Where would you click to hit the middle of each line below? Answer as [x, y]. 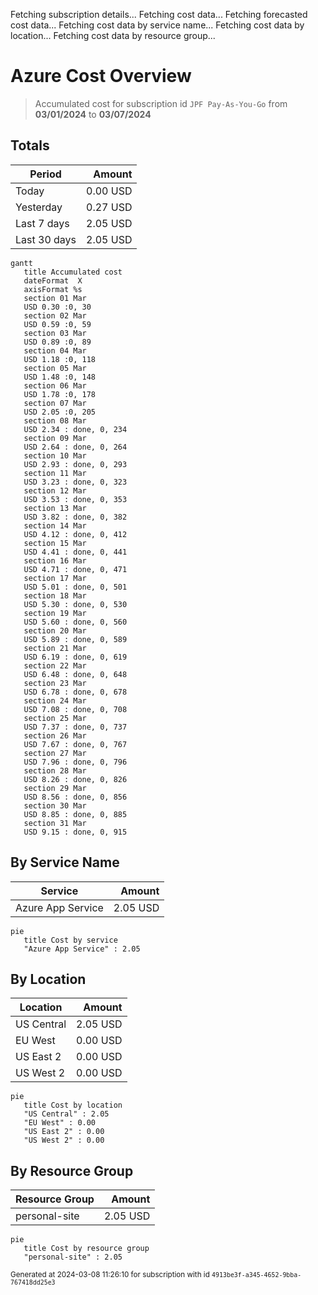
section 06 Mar [55, 385]
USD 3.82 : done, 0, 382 [75, 517]
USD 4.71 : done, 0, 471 [75, 569]
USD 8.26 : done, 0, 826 [75, 779]
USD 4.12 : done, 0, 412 [75, 534]
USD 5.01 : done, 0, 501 [75, 587]
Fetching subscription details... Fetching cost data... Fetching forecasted [159, 14]
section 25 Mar [55, 718]
